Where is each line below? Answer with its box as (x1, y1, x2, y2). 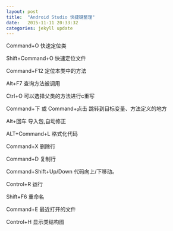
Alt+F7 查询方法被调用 (6, 80, 61, 87)
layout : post (6, 8, 39, 15)
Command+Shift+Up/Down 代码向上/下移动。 (6, 168, 118, 175)
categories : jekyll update (6, 25, 73, 31)
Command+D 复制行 (6, 155, 56, 163)
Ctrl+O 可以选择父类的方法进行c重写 (6, 92, 95, 100)
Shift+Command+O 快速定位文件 (6, 54, 86, 62)
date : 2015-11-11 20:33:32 (6, 20, 78, 25)
